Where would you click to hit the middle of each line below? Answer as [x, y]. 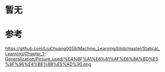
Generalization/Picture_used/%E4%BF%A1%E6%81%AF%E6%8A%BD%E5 [82, 59]
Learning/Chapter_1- [26, 54]
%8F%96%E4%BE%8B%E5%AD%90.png [48, 64]
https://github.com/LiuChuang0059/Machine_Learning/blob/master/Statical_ [82, 49]
